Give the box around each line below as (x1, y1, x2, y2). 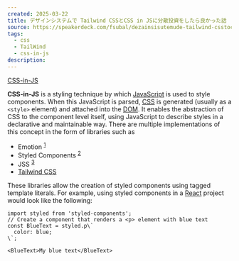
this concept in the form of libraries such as (7, 127, 135, 135)
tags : (7, 30, 23, 38)
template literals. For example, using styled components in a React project (7, 189, 224, 197)
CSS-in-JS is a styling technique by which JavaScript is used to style (7, 89, 211, 98)
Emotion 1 (17, 141, 46, 151)
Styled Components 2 (17, 150, 82, 160)
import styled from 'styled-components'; (7, 210, 132, 217)
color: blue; (14, 228, 53, 235)
